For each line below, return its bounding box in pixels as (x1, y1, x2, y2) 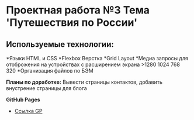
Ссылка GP (14, 108, 43, 114)
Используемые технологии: (6, 39, 114, 49)
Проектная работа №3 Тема (6, 4, 150, 17)
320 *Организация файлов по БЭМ (6, 67, 93, 74)
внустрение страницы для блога (6, 85, 88, 91)
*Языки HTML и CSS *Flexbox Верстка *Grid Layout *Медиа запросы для (6, 55, 189, 61)
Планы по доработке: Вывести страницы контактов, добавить (6, 78, 162, 85)
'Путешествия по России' (6, 16, 138, 29)
